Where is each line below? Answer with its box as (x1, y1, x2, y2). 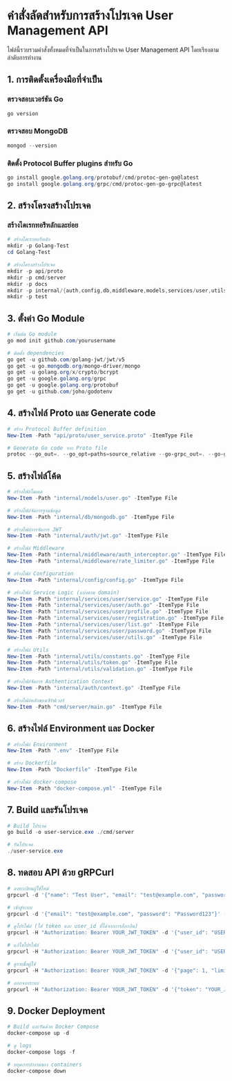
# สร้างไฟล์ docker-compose (7, 779, 77, 786)
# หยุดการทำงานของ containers (7, 1061, 82, 1068)
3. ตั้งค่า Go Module (7, 312, 85, 324)
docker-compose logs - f (7, 1049, 76, 1055)
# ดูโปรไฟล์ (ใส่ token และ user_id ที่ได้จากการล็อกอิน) (7, 923, 138, 930)
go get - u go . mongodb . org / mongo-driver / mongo (7, 362, 140, 369)
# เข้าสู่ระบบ (7, 904, 32, 911)
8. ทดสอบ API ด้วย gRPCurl (7, 867, 114, 879)
